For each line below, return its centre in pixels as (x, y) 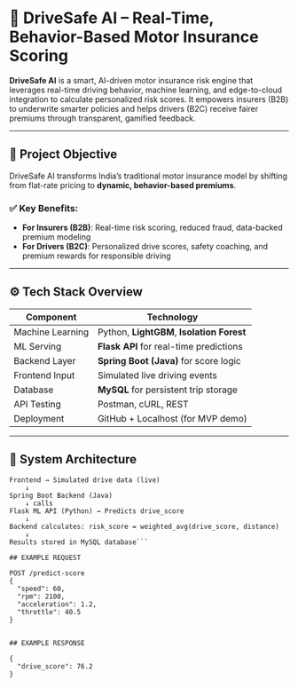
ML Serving (38, 346)
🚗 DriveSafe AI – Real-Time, (112, 18)
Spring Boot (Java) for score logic (169, 360)
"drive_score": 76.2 (55, 666)
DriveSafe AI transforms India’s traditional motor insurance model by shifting (149, 176)
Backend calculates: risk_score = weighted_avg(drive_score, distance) (144, 526)
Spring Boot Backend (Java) (61, 495)
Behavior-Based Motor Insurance (134, 37)
